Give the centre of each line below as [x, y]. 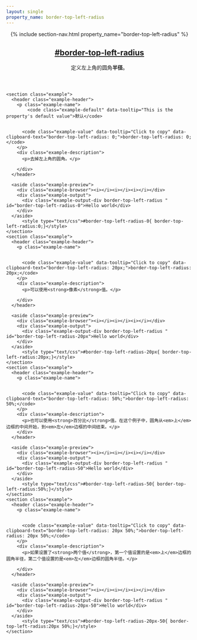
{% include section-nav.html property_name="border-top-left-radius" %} [99, 34]
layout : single [25, 12]
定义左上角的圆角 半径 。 [99, 68]
